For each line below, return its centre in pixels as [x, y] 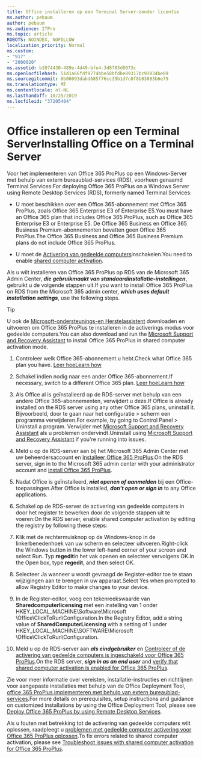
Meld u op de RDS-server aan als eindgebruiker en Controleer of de [100, 649]
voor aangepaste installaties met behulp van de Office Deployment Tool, [96, 686]
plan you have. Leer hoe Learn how [58, 365]
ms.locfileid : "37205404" [39, 101]
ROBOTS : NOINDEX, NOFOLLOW [41, 40]
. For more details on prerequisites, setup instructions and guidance [111, 698]
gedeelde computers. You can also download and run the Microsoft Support [100, 334]
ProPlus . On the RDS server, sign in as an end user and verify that [96, 661]
